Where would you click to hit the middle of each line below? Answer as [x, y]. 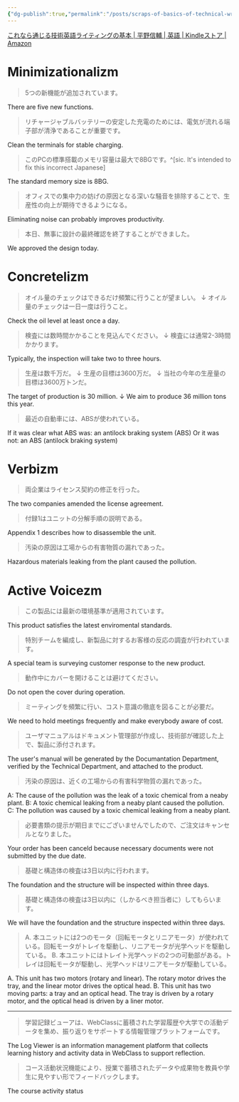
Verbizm [33, 469]
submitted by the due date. [47, 856]
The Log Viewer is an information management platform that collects [108, 1046]
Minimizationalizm [63, 72]
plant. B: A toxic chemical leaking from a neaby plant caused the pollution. [116, 803]
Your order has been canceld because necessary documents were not [111, 848]
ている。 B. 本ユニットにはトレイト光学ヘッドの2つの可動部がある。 [125, 955]
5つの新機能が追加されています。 [73, 93]
